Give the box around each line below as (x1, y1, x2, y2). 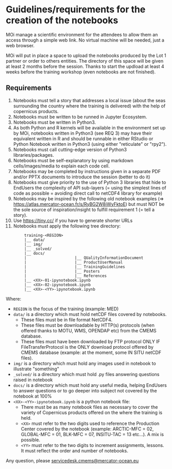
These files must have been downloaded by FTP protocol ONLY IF (20, 338, 160, 345)
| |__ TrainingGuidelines (24, 264, 125, 269)
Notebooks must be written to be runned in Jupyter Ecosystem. (13, 114, 147, 120)
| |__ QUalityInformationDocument (24, 255, 144, 260)
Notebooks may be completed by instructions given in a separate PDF (13, 168, 161, 174)
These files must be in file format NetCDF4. (20, 316, 113, 323)
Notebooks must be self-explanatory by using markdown (13, 157, 134, 163)
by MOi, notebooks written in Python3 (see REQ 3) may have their (13, 130, 153, 136)
